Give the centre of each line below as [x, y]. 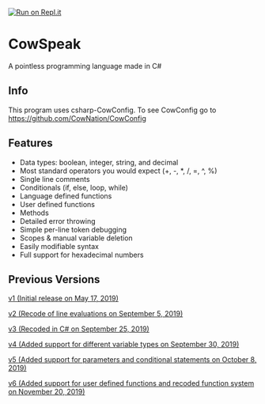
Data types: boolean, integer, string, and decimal [99, 162]
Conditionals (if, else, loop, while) [74, 187]
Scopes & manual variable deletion [76, 238]
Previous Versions [54, 279]
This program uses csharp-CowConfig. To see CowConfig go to [112, 110]
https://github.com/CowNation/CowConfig [77, 118]
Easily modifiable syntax [59, 246]
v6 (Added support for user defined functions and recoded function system [131, 383]
